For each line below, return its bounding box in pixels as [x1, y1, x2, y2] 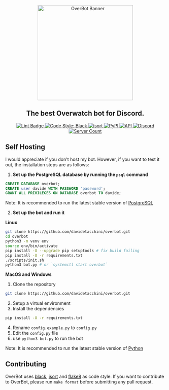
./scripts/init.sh [5, 258, 44, 263]
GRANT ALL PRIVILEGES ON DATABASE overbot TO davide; [5, 191, 122, 196]
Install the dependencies [12, 306, 64, 312]
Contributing [5, 360, 47, 369]
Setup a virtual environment [12, 300, 71, 306]
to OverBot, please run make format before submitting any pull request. [5, 378, 153, 385]
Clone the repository [12, 281, 56, 288]
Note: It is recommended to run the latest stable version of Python [5, 345, 144, 351]
